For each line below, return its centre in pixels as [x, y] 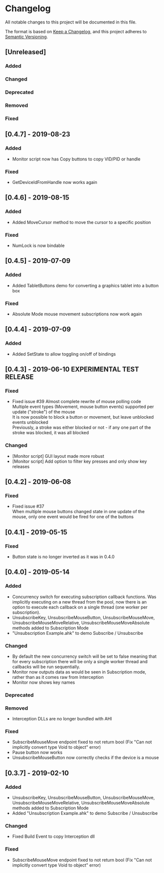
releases [21, 466]
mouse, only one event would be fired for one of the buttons [73, 517]
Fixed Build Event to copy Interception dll [53, 836]
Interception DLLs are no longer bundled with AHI [62, 719]
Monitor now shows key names [43, 682]
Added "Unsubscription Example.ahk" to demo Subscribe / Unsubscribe [85, 813]
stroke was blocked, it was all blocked [50, 433]
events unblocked [30, 422]
